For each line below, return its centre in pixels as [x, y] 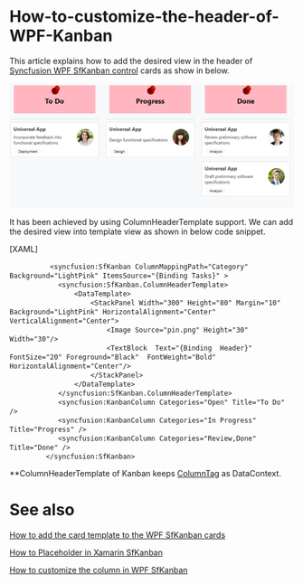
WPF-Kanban [61, 36]
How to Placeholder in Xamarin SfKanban [86, 552]
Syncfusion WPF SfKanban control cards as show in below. [120, 71]
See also [42, 509]
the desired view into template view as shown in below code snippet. [137, 231]
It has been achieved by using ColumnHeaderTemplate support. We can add [151, 221]
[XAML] [24, 249]
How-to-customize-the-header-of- [144, 17]
